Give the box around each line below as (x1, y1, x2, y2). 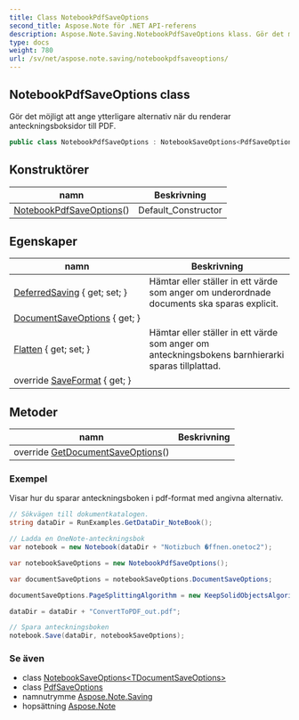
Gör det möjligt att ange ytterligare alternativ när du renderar (9, 110, 231, 121)
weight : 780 (9, 46, 53, 55)
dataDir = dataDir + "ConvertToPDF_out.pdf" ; (9, 607, 181, 616)
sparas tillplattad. (149, 360, 221, 372)
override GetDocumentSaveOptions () (13, 446, 170, 458)
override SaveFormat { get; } (13, 375, 132, 387)
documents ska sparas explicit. (149, 297, 279, 310)
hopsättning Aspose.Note (21, 700, 117, 712)
